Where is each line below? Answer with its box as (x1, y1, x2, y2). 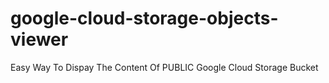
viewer (10, 28, 69, 51)
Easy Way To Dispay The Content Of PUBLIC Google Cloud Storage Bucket (10, 61, 319, 73)
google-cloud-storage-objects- (10, 7, 279, 30)
